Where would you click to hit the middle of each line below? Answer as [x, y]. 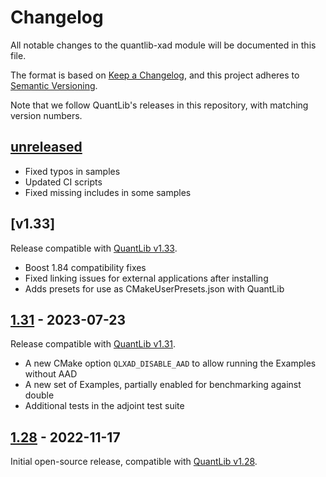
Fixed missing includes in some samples [108, 192]
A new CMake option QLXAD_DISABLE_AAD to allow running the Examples [170, 363]
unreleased [46, 147]
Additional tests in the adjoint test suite [104, 406]
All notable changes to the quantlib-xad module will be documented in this [163, 45]
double [39, 395]
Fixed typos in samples [72, 171]
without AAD [51, 374]
